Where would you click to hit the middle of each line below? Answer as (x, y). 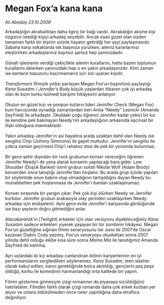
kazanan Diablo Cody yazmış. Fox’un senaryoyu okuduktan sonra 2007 (77, 235)
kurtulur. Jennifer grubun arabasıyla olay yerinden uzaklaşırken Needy (76, 198)
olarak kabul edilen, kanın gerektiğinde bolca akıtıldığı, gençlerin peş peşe (80, 266)
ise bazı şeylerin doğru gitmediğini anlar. (46, 208)
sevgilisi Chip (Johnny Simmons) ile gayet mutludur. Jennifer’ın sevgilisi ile (80, 141)
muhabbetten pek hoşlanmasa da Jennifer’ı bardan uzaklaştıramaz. (73, 182)
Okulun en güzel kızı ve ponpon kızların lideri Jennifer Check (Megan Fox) (80, 104)
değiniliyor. (16, 297)
